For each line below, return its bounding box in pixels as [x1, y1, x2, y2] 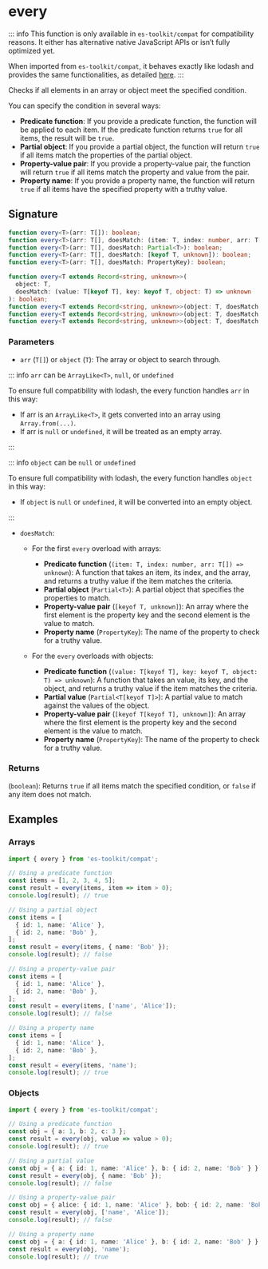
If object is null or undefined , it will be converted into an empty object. [19, 497, 253, 506]
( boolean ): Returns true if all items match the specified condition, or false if [8, 780, 257, 790]
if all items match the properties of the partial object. [19, 150, 193, 160]
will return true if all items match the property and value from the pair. [19, 167, 250, 177]
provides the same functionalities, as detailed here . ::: [8, 70, 184, 79]
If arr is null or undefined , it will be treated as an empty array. [19, 426, 223, 436]
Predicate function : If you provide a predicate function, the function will [19, 116, 257, 126]
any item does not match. [8, 789, 92, 799]
